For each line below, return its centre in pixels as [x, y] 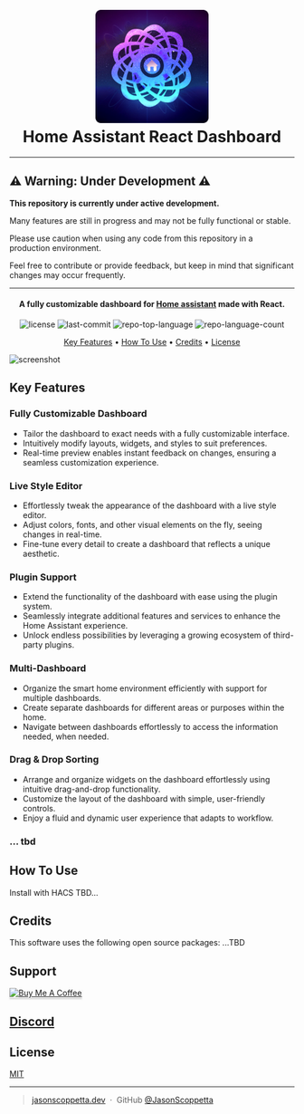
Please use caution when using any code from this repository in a [131, 238]
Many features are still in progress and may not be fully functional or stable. [150, 220]
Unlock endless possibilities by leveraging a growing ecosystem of [147, 635]
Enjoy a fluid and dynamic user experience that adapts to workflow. [148, 818]
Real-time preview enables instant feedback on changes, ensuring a [149, 453]
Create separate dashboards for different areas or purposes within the [153, 707]
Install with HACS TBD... [54, 892]
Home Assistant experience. [75, 626]
